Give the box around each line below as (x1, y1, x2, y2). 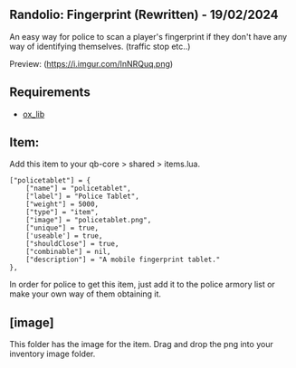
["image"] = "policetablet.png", (25, 216, 152, 225)
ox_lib (22, 109, 45, 119)
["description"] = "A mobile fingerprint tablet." (25, 255, 221, 265)
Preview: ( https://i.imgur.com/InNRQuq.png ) (9, 58, 174, 69)
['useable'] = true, (25, 231, 103, 241)
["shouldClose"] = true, (25, 240, 119, 249)
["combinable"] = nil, (25, 248, 111, 257)
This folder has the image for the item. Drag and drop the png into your (9, 339, 273, 350)
